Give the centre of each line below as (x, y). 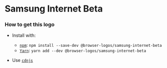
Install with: (24, 35)
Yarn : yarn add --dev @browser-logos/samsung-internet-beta (83, 50)
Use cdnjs (22, 60)
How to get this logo (30, 25)
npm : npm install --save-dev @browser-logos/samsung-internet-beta (91, 45)
